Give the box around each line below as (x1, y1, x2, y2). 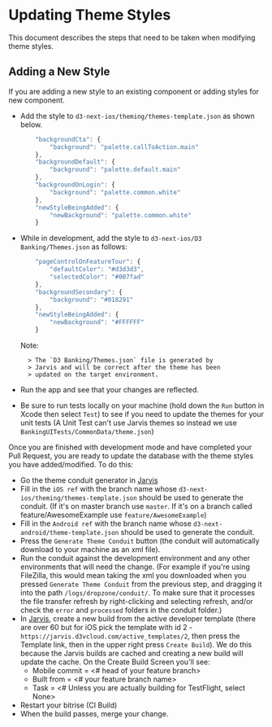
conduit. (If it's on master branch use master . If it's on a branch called (19, 501, 253, 510)
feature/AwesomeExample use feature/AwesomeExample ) (19, 510, 207, 519)
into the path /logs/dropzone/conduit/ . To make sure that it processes (19, 588, 256, 598)
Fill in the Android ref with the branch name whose (19, 519, 192, 528)
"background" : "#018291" (50, 296, 134, 304)
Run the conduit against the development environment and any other (19, 554, 250, 563)
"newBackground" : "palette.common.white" (50, 211, 192, 219)
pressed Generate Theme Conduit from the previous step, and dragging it (19, 580, 262, 589)
